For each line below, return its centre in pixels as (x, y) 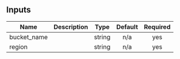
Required (157, 26)
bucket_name (28, 37)
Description (71, 26)
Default (127, 26)
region (18, 46)
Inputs (19, 10)
